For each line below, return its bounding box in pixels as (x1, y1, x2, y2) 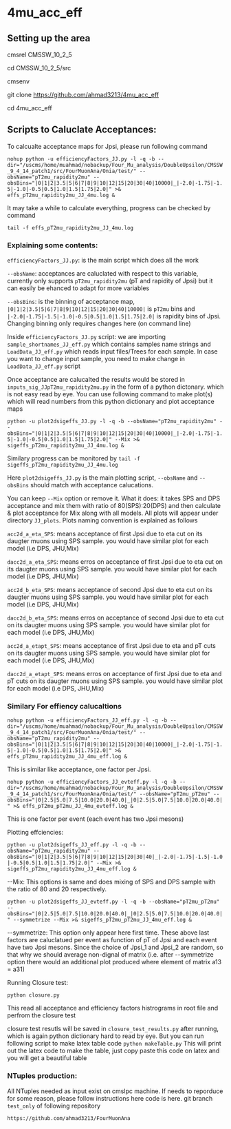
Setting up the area (7, 32, 91, 44)
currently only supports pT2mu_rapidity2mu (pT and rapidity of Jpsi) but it (7, 277, 213, 285)
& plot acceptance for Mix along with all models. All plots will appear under (7, 509, 219, 518)
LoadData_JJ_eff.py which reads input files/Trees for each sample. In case (7, 347, 218, 356)
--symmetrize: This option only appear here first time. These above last (7, 928, 210, 937)
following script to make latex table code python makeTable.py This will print (7, 1039, 221, 1048)
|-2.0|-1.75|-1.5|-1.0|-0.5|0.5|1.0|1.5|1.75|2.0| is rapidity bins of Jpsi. (7, 312, 221, 321)
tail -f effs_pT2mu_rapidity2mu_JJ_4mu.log (7, 224, 134, 232)
